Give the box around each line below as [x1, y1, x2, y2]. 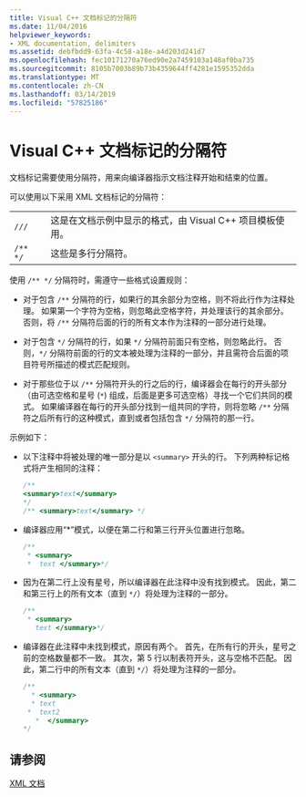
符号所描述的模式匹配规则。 [30, 359, 135, 370]
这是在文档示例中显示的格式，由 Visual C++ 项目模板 [49, 214, 276, 227]
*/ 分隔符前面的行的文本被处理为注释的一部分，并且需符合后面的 [38, 347, 281, 358]
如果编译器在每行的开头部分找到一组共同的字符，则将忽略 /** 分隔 [40, 401, 290, 412]
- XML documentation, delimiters [9, 38, 137, 48]
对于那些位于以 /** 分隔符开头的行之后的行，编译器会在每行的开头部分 [22, 378, 288, 389]
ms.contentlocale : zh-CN [9, 81, 104, 90]
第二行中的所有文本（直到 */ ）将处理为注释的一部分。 [38, 664, 241, 675]
